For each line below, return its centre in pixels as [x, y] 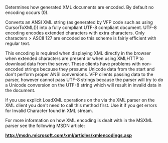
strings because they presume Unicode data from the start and [90, 69]
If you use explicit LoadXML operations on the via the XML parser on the [80, 100]
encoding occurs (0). [27, 12]
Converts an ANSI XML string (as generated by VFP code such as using [79, 22]
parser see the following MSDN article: [45, 125]
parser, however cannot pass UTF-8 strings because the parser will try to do [84, 80]
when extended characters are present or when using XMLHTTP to [74, 58]
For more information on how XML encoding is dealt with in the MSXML [79, 120]
